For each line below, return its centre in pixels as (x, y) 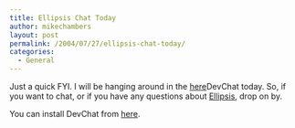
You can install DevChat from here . (75, 114)
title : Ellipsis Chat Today (63, 18)
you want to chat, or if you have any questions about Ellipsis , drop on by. (146, 96)
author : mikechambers (51, 27)
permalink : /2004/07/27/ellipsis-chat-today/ (97, 43)
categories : (32, 52)
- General (36, 60)
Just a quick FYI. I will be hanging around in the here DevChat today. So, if (147, 86)
